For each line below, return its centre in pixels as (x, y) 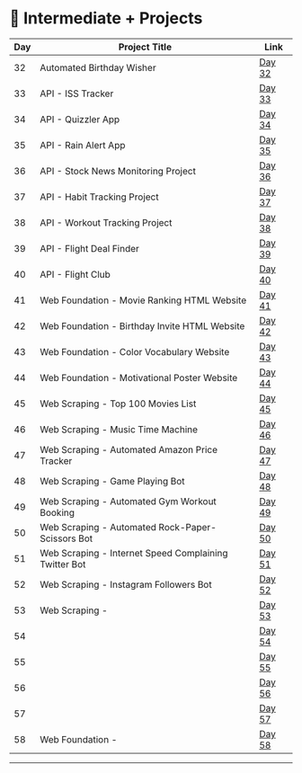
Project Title (145, 47)
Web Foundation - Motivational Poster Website (139, 378)
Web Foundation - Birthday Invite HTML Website (142, 325)
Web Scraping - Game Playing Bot (113, 481)
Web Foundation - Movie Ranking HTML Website (143, 300)
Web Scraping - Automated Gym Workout (129, 501)
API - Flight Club (75, 274)
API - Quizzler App (80, 119)
